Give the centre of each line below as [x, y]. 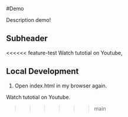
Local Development [42, 71]
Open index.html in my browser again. [61, 86]
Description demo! [29, 20]
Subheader [27, 39]
